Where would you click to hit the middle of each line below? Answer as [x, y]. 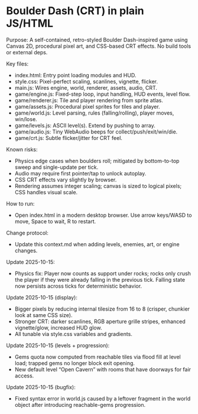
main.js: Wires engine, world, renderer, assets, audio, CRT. [86, 87]
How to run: [20, 203]
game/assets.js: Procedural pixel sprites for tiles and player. [87, 106]
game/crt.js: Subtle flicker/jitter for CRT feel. [69, 138]
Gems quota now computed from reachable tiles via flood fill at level [98, 357]
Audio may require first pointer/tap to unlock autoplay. [80, 173]
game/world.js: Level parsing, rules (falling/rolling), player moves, [94, 113]
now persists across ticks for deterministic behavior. [78, 286]
